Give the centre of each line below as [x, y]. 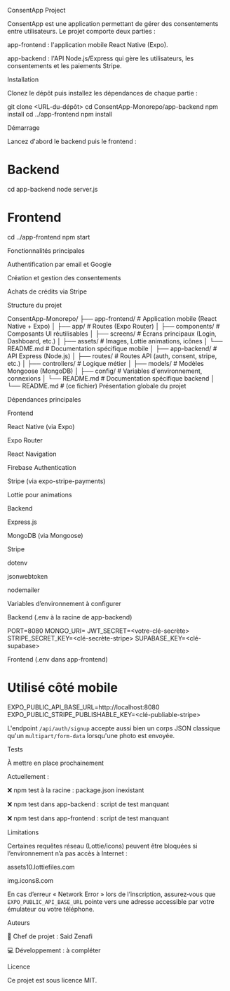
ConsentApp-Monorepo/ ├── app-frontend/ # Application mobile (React [112, 318]
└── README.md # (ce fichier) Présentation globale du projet [97, 386]
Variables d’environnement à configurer [64, 603]
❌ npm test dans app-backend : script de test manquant [88, 804]
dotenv [18, 563]
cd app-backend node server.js [53, 189]
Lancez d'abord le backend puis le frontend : [72, 141]
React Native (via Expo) [41, 426]
